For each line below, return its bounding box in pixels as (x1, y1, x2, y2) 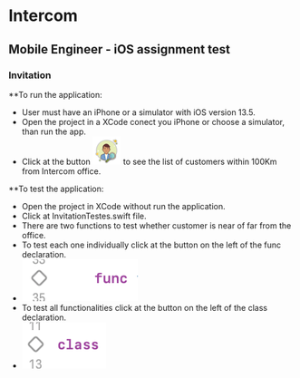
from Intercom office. (21, 165, 102, 177)
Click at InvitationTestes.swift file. (21, 210, 147, 221)
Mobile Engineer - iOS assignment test (8, 42, 230, 57)
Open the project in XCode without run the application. (21, 200, 226, 211)
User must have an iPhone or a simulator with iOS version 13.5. (21, 106, 256, 118)
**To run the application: (8, 89, 103, 100)
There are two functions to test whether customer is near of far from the (21, 219, 292, 231)
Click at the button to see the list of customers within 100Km (21, 156, 277, 167)
